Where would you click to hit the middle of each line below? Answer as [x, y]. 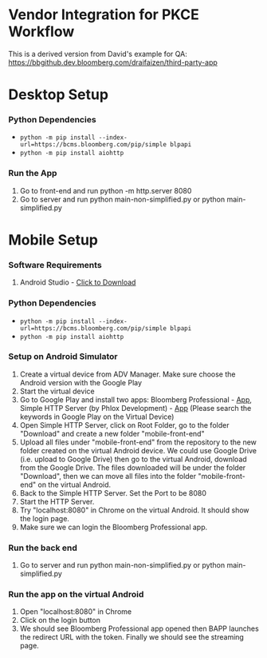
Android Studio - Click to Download [78, 282]
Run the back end [43, 548]
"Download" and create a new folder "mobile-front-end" [112, 433]
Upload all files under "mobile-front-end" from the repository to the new [138, 442]
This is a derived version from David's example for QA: [98, 54]
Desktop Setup [59, 95]
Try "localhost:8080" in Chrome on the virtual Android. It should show [134, 510]
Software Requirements [55, 265]
